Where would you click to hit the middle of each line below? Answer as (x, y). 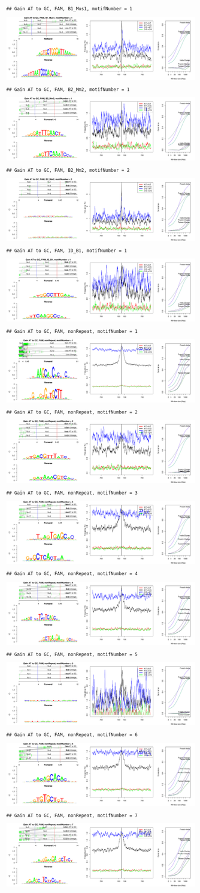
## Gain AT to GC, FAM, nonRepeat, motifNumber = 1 (72, 332)
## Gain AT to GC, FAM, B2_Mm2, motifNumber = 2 (68, 170)
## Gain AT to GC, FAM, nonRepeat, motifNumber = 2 (72, 412)
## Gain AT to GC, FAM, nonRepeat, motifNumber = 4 (72, 573)
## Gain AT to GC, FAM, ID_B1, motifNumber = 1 (67, 251)
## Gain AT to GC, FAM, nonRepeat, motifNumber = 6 (72, 735)
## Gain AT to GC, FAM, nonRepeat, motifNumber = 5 (72, 654)
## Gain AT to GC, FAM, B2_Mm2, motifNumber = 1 (68, 90)
